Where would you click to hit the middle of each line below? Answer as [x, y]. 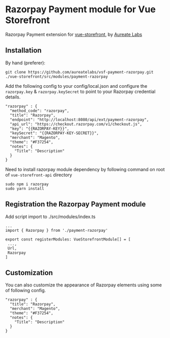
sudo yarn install [25, 188]
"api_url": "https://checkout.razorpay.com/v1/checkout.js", [76, 124]
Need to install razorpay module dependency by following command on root [85, 169]
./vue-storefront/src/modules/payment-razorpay [57, 77]
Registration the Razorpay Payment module [76, 204]
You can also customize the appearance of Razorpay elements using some [83, 285]
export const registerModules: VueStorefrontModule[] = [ [68, 239]
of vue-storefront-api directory [39, 175]
